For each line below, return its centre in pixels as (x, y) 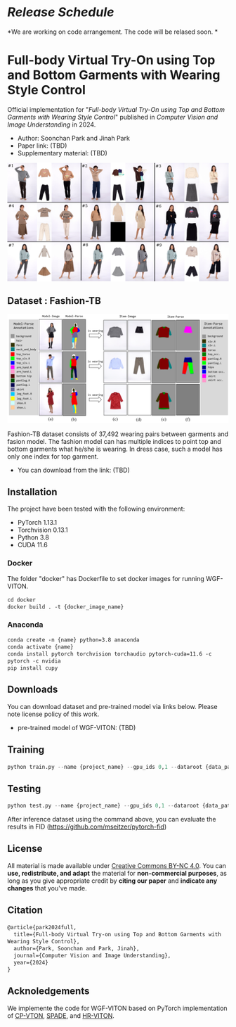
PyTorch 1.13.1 (37, 523)
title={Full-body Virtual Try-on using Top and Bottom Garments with (117, 934)
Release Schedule (61, 12)
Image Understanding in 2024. (52, 125)
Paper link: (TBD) (42, 146)
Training (26, 750)
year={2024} (31, 962)
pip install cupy (33, 668)
